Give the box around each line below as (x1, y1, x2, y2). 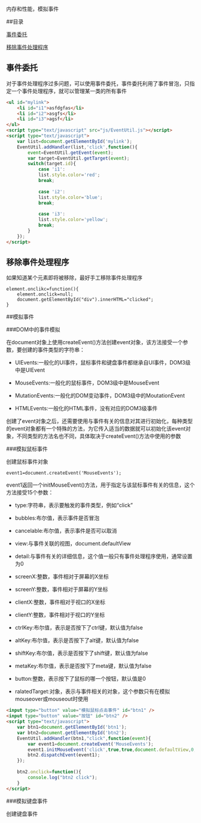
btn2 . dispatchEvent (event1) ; (28, 752, 100, 758)
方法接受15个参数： (6, 489, 54, 496)
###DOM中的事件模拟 (6, 326, 61, 333)
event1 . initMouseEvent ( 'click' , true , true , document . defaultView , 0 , (28, 747, 197, 753)
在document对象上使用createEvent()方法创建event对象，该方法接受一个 (6, 339, 184, 346)
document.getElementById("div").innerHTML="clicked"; (17, 297, 154, 303)
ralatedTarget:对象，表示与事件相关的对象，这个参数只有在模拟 (14, 688, 170, 695)
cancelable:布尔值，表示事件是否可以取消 (14, 527, 117, 535)
